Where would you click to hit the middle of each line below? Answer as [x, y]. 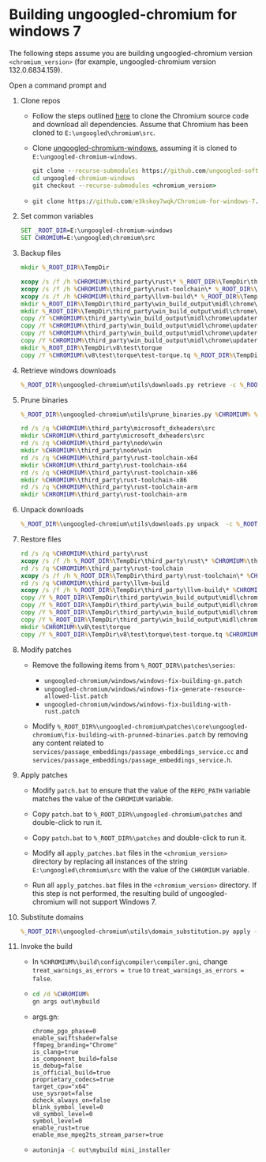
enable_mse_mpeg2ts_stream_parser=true [98, 1135]
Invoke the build [47, 946]
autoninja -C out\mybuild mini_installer [101, 1150]
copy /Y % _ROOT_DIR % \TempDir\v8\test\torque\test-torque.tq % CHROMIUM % [140, 634]
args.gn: [46, 1017]
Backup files [41, 253]
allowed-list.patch [76, 696]
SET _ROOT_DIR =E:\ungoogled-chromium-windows [96, 231]
